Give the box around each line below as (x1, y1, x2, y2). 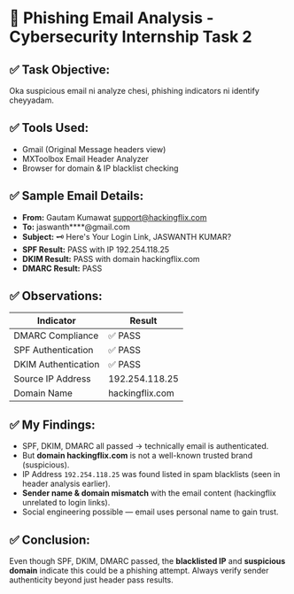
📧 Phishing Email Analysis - (9, 8, 214, 28)
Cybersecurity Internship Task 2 (9, 27, 252, 47)
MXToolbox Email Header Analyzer (21, 153, 149, 164)
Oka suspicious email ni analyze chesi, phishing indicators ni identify (9, 86, 259, 96)
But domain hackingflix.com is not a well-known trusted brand (21, 451, 253, 461)
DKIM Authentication (13, 359, 100, 371)
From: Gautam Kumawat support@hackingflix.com (21, 212, 207, 222)
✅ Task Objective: (9, 62, 111, 77)
